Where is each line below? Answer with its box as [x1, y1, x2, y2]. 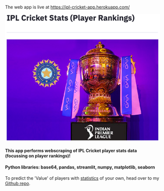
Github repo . [5, 180, 30, 186]
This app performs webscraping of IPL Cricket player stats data [5, 148, 137, 154]
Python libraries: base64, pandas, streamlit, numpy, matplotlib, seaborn [5, 164, 156, 170]
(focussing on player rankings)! [5, 153, 71, 159]
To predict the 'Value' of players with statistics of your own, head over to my [5, 175, 160, 181]
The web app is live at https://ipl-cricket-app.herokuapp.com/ [5, 4, 130, 10]
